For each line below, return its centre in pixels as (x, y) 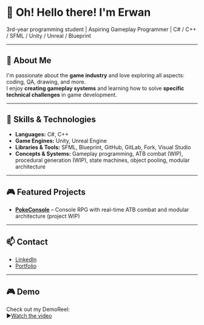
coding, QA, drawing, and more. (46, 82)
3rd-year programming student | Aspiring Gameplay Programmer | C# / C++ (101, 29)
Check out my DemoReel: (38, 309)
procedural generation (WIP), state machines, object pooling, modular (102, 160)
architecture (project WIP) (47, 216)
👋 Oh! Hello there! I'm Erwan (79, 12)
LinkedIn (26, 260)
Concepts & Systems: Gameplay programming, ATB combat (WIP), (99, 153)
